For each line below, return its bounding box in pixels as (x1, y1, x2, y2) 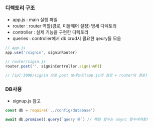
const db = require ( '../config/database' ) (5, 107, 95, 113)
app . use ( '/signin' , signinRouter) (5, 50, 78, 55)
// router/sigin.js (5, 59, 46, 64)
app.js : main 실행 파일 (12, 16, 58, 23)
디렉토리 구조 (5, 4, 35, 11)
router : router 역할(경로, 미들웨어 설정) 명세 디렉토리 (12, 23, 117, 29)
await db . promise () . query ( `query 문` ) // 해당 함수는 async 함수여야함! (5, 116, 149, 122)
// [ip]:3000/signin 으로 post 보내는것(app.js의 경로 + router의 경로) (5, 72, 148, 78)
